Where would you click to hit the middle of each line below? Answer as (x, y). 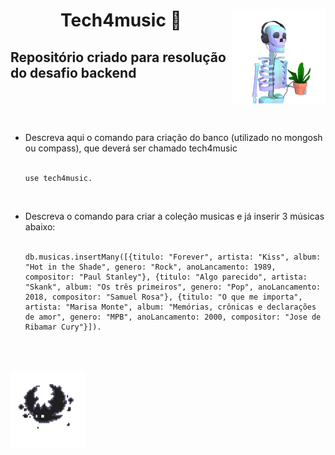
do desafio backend (73, 72)
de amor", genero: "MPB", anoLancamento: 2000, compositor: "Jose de (173, 317)
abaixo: (40, 227)
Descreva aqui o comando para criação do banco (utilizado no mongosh (173, 137)
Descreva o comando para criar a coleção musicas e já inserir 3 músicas (174, 216)
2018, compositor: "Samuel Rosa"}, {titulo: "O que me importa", (163, 297)
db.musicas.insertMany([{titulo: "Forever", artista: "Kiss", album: (173, 257)
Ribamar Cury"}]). (63, 327)
